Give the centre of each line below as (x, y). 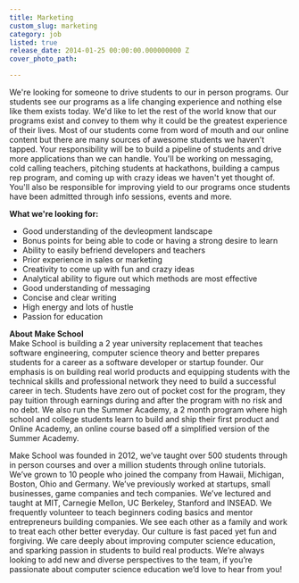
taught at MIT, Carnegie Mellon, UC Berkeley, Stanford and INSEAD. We (141, 503)
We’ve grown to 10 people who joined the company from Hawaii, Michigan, (147, 475)
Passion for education (62, 316)
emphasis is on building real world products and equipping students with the (150, 372)
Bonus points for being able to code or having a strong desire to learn (150, 241)
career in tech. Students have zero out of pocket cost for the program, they (147, 391)
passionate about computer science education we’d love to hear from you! (146, 569)
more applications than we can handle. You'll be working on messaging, (141, 158)
